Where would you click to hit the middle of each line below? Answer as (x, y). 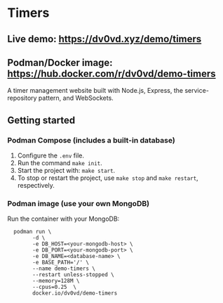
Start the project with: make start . (66, 171)
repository (22, 98)
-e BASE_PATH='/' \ (61, 263)
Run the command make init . (60, 163)
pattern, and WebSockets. (76, 98)
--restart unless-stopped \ (73, 275)
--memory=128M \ (56, 281)
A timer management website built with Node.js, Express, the (95, 91)
